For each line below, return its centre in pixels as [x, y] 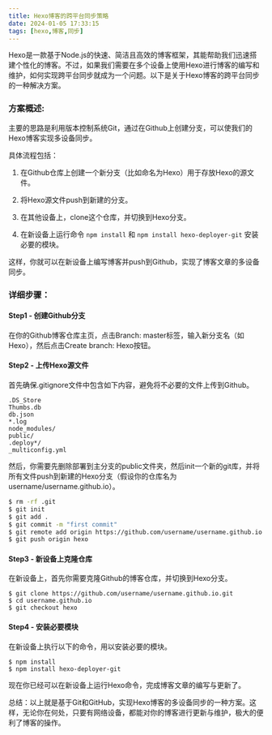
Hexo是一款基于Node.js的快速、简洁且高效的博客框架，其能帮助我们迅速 [129, 55]
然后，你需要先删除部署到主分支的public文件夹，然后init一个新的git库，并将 [134, 466]
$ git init [27, 509]
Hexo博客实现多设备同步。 [53, 138]
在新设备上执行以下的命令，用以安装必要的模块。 [90, 647]
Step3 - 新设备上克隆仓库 [51, 559]
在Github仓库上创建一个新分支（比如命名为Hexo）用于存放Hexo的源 [134, 172]
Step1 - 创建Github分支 [47, 316]
